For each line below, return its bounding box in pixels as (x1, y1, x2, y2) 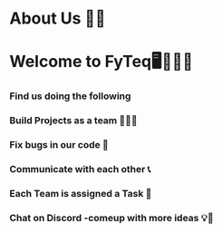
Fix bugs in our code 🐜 (9, 139, 109, 151)
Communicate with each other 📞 (9, 163, 151, 176)
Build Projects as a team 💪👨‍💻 (9, 114, 138, 127)
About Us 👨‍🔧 (9, 8, 106, 29)
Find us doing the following (9, 90, 131, 102)
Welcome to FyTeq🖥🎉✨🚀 (9, 52, 193, 72)
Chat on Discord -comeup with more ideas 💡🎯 (9, 211, 215, 224)
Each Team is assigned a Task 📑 (9, 187, 152, 199)
